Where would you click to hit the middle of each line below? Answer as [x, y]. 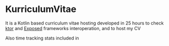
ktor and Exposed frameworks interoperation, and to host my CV [73, 28]
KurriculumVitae [41, 9]
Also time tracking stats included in [42, 38]
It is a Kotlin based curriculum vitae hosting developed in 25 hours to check [84, 23]
